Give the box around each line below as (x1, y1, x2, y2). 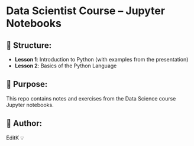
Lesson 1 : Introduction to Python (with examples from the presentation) (14, 56, 189, 63)
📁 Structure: (6, 40, 52, 50)
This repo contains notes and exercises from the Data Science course (6, 95, 176, 102)
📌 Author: (6, 118, 43, 128)
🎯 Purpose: (6, 79, 48, 89)
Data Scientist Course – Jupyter (6, 4, 166, 18)
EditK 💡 (6, 134, 25, 141)
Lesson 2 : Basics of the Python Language (14, 62, 117, 69)
